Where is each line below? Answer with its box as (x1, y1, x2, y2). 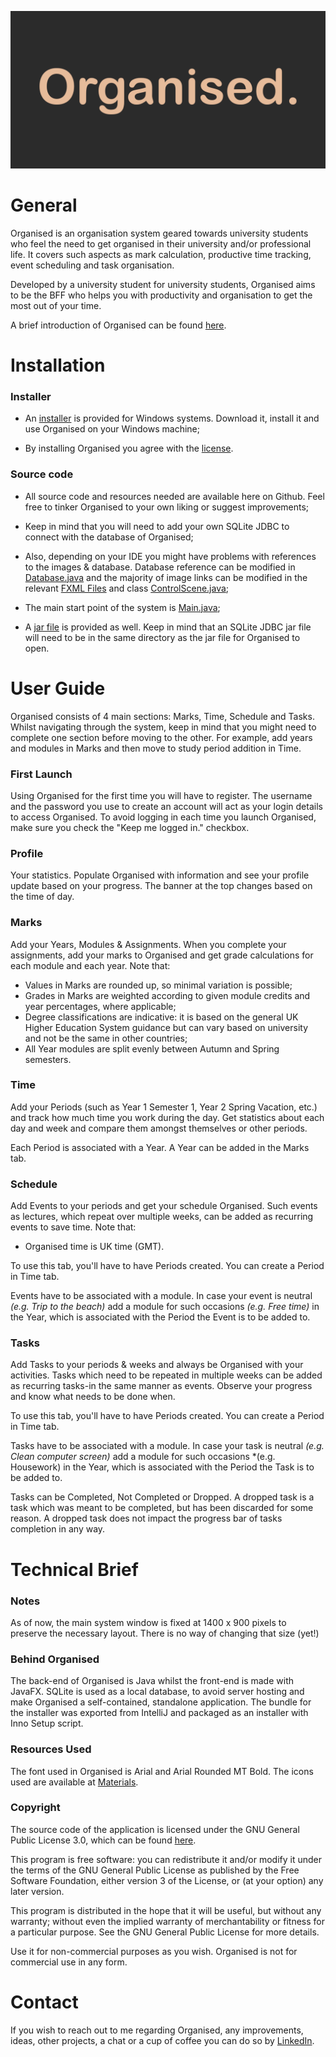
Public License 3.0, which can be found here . (10, 1834, 197, 1846)
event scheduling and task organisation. (10, 259, 175, 271)
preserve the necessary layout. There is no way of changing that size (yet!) (10, 1627, 320, 1639)
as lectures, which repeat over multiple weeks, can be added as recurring (10, 1211, 314, 1223)
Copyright (10, 1801, 61, 1815)
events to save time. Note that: (10, 1221, 137, 1233)
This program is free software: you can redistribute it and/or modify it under (10, 1853, 322, 1865)
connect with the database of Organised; (24, 531, 194, 543)
